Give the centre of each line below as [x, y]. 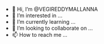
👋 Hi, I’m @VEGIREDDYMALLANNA [55, 9]
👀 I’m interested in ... [37, 15]
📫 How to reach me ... [39, 35]
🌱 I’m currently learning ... [44, 22]
